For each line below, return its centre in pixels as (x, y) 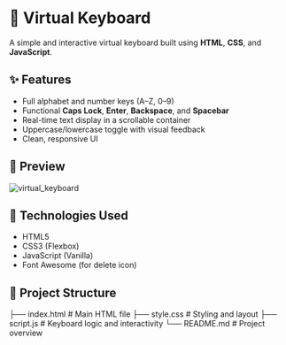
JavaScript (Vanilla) (58, 256)
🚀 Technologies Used (69, 215)
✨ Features (40, 80)
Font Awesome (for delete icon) (79, 265)
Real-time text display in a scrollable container (106, 119)
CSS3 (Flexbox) (50, 246)
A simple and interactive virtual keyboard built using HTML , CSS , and (135, 42)
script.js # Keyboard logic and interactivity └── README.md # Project (137, 324)
